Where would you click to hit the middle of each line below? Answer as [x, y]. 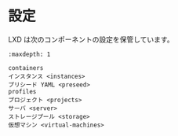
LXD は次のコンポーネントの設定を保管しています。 [91, 39]
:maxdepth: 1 [29, 54]
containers [26, 68]
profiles [22, 91]
